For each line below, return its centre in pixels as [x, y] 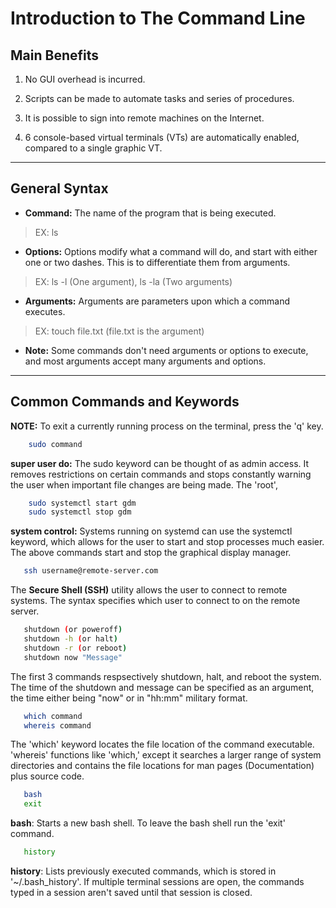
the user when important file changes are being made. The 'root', [144, 484]
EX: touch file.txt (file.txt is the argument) [119, 331]
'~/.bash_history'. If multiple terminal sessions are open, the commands [157, 881]
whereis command [57, 725]
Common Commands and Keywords [125, 402]
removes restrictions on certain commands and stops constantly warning [161, 474]
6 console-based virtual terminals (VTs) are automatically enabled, [162, 137]
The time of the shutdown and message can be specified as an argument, [162, 687]
